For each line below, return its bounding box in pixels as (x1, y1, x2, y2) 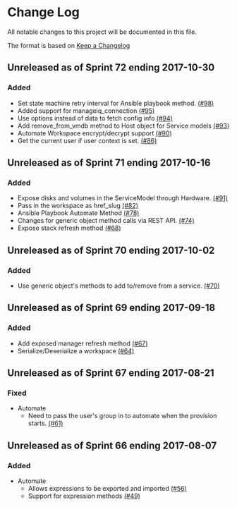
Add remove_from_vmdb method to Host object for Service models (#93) (17, 121, 230, 130)
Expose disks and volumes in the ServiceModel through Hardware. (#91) (17, 194, 228, 202)
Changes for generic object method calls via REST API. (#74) (17, 216, 195, 225)
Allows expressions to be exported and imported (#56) (28, 484, 187, 493)
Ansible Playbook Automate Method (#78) (17, 209, 140, 217)
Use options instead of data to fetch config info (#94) (17, 114, 173, 122)
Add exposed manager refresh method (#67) (17, 339, 148, 348)
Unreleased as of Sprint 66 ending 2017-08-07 (7, 439, 217, 451)
